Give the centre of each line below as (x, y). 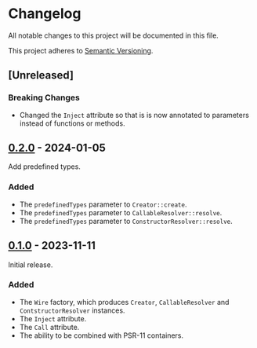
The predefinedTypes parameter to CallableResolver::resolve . (121, 212)
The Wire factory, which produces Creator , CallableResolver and (124, 302)
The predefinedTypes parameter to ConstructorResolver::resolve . (126, 221)
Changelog (45, 14)
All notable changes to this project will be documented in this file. (114, 35)
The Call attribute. (49, 327)
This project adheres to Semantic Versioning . (81, 50)
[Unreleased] (41, 75)
